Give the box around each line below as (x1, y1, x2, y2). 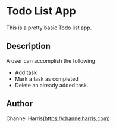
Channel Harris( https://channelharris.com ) (6, 115, 110, 122)
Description (6, 41, 51, 51)
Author (6, 99, 33, 109)
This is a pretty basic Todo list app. (6, 24, 92, 31)
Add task (14, 69, 37, 76)
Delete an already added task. (14, 81, 89, 89)
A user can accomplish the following (6, 57, 96, 64)
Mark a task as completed (14, 75, 79, 82)
